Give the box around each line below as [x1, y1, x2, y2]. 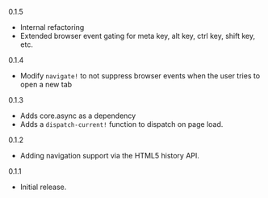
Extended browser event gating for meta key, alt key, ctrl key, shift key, [19, 32, 256, 40]
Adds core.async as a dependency [19, 111, 136, 120]
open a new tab [19, 80, 73, 89]
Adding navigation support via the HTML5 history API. [19, 151, 200, 160]
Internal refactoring [19, 23, 85, 32]
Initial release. [19, 182, 67, 192]
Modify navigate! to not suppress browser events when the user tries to [19, 71, 261, 80]
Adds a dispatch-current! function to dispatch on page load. [19, 120, 224, 128]
